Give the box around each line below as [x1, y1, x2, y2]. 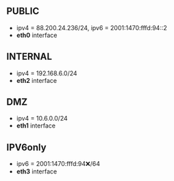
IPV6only [6, 141, 47, 153]
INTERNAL [6, 51, 53, 62]
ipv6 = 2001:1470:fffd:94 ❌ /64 [16, 160, 101, 168]
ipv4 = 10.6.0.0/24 [16, 114, 68, 123]
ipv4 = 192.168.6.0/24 [16, 69, 77, 77]
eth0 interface [16, 31, 58, 39]
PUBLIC [6, 5, 40, 17]
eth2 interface [16, 76, 58, 84]
